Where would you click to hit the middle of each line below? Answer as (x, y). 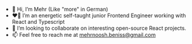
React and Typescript (38, 22)
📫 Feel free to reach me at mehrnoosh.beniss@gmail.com (84, 35)
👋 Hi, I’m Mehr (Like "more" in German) (60, 9)
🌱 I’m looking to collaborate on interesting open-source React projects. (99, 28)
